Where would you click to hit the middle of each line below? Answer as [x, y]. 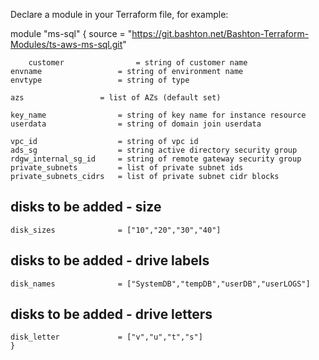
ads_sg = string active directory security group [154, 150]
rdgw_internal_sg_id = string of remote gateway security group [156, 159]
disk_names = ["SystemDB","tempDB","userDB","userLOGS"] [160, 284]
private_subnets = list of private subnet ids [127, 168]
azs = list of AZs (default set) [116, 98]
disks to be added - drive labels [110, 260]
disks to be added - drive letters [111, 314]
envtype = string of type [100, 80]
